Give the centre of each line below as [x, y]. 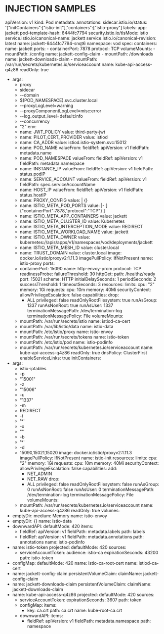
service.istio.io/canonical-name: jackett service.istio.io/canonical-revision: [81, 38]
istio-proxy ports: [37, 263]
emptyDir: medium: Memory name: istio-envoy [60, 516]
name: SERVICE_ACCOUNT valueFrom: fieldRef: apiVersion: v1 [83, 179]
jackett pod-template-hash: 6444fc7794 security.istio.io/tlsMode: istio [77, 33]
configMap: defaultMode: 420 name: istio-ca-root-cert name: [75, 563]
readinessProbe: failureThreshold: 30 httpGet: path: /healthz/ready [87, 274]
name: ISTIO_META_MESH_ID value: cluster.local [69, 247]
